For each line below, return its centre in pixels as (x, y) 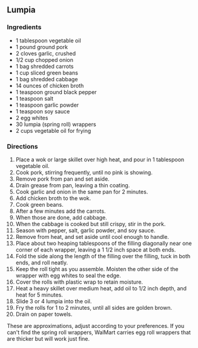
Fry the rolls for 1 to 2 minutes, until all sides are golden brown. (94, 307)
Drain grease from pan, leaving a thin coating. (73, 185)
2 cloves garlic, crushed (46, 53)
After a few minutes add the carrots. (61, 211)
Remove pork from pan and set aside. (62, 179)
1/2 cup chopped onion (45, 59)
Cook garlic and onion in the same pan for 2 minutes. (82, 192)
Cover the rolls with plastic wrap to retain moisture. (79, 282)
